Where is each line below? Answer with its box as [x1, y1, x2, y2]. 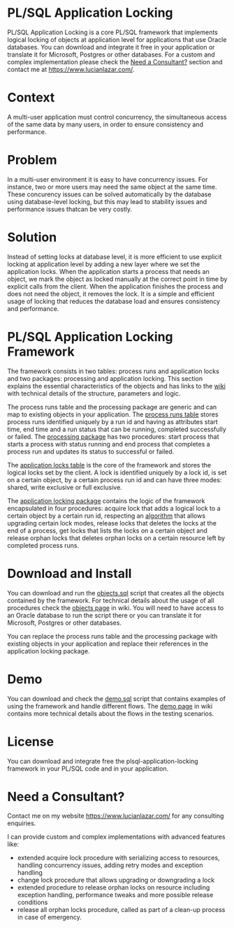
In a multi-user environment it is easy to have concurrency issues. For [7, 175, 208, 183]
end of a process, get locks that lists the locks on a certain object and [7, 526, 208, 535]
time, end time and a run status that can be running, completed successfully [7, 425, 227, 433]
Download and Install [7, 565, 132, 581]
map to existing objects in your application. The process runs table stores [7, 410, 219, 419]
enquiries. [7, 819, 36, 827]
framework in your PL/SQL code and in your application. [7, 764, 169, 773]
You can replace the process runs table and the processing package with [7, 632, 218, 640]
